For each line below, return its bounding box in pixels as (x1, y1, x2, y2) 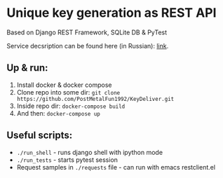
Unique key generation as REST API (6, 5, 217, 21)
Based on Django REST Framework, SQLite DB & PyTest (6, 28, 168, 36)
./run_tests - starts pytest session (16, 156, 119, 164)
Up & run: (6, 62, 48, 74)
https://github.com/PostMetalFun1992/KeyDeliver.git (16, 95, 175, 102)
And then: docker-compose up (16, 109, 101, 117)
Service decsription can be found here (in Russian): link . (6, 41, 169, 50)
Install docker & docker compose (16, 81, 112, 89)
